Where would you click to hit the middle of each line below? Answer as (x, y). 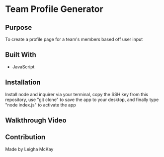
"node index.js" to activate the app (41, 105)
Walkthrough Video (36, 121)
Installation (23, 82)
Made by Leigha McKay (29, 149)
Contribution (25, 137)
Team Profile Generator (54, 9)
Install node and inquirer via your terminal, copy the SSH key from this (77, 94)
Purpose (19, 27)
